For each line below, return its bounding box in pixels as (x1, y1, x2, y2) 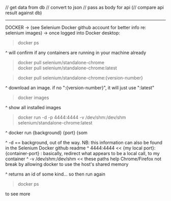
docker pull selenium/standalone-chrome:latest (17, 65, 117, 71)
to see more (5, 191, 31, 197)
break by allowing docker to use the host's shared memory (5, 161, 129, 167)
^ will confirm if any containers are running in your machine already (5, 49, 147, 56)
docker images (17, 94, 49, 100)
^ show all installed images (5, 105, 61, 110)
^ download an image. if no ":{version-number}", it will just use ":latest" (5, 85, 154, 91)
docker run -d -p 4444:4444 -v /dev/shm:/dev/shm (17, 114, 126, 120)
